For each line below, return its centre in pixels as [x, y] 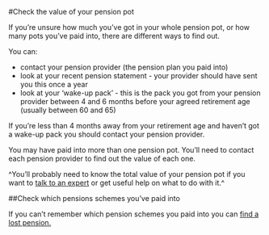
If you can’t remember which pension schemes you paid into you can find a [134, 214]
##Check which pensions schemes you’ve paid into [94, 198]
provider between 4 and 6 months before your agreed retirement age [135, 101]
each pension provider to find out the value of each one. [102, 158]
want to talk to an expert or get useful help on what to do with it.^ [116, 183]
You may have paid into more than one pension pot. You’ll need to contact [131, 150]
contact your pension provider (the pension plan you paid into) [124, 67]
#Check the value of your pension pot [71, 12]
